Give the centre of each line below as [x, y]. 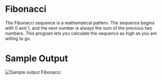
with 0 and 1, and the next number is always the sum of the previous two [79, 28]
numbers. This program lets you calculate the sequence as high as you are [81, 33]
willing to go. [18, 39]
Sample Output [37, 59]
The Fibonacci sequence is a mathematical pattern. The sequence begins [80, 23]
